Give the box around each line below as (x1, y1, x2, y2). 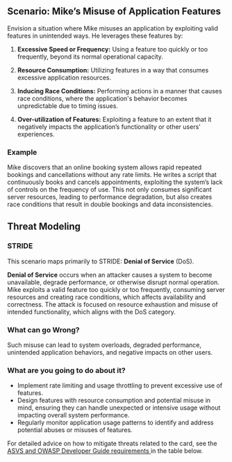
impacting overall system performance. (17, 411, 130, 419)
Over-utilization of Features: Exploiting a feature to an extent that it (17, 115, 212, 123)
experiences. (17, 130, 55, 138)
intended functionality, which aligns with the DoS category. (7, 307, 176, 316)
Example (7, 147, 38, 157)
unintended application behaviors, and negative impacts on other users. (7, 348, 213, 357)
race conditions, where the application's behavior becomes (17, 94, 188, 102)
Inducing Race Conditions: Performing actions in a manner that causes (17, 86, 222, 95)
